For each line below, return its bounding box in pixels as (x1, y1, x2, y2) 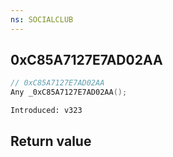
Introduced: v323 (10, 106, 83, 116)
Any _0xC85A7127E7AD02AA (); (10, 87, 128, 98)
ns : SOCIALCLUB (10, 14, 74, 25)
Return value (10, 132, 92, 150)
